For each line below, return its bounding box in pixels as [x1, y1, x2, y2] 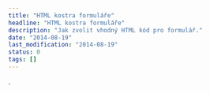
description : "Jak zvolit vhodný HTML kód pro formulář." [8, 26, 203, 34]
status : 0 [8, 48, 41, 56]
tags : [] [8, 56, 37, 64]
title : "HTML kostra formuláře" [8, 11, 114, 20]
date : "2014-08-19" [8, 33, 73, 42]
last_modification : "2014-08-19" [8, 41, 118, 49]
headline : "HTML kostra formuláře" [8, 19, 126, 27]
